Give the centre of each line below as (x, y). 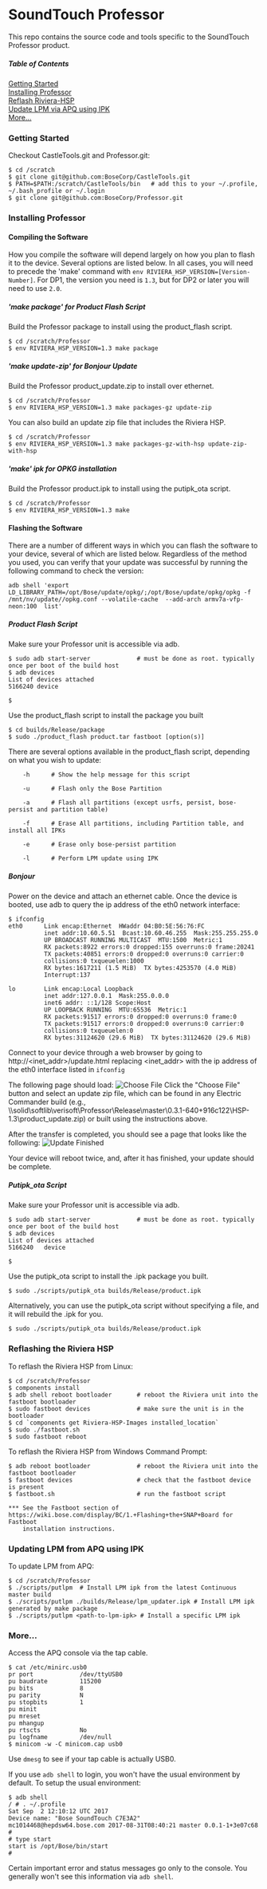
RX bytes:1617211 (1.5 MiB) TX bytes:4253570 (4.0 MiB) (140, 968)
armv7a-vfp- (224, 599)
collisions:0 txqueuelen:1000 (94, 961)
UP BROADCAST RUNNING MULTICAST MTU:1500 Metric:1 (133, 941)
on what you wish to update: (55, 760)
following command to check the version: (76, 571)
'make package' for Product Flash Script (77, 306)
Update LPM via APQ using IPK (59, 108)
